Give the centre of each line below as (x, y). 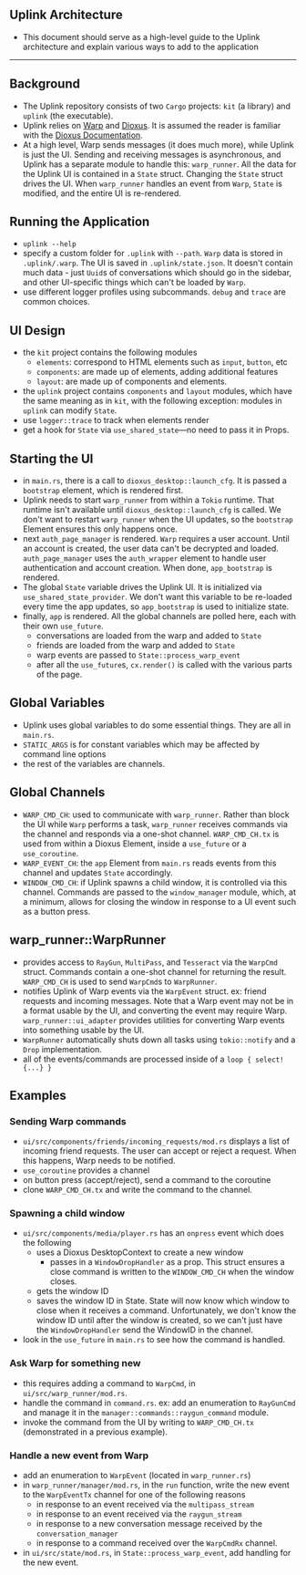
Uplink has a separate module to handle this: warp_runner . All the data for (159, 164)
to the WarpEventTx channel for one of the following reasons (134, 1495)
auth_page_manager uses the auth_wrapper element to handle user (144, 558)
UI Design (37, 331)
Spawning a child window (67, 1214)
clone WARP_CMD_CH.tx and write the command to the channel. (138, 1190)
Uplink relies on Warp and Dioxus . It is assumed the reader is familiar (152, 125)
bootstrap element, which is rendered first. (103, 491)
